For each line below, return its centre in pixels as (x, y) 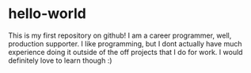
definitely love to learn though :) (60, 60)
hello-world (48, 14)
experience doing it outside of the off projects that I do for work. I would (125, 52)
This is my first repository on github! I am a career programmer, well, (120, 35)
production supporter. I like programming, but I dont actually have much (125, 43)
